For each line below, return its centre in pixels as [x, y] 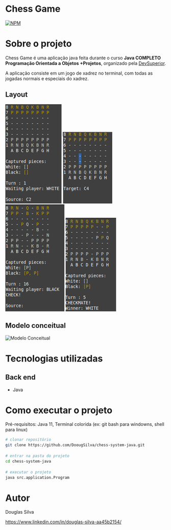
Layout [17, 95]
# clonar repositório [28, 440]
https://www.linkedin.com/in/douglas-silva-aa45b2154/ [63, 522]
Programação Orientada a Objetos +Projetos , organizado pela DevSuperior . [86, 63]
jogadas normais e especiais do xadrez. [47, 78]
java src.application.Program [38, 477]
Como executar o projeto [59, 410]
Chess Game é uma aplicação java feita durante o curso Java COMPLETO [83, 58]
